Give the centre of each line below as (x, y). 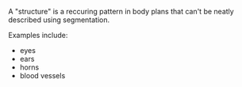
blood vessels (42, 76)
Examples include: (38, 35)
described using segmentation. (59, 20)
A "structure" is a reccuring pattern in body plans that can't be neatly (121, 11)
